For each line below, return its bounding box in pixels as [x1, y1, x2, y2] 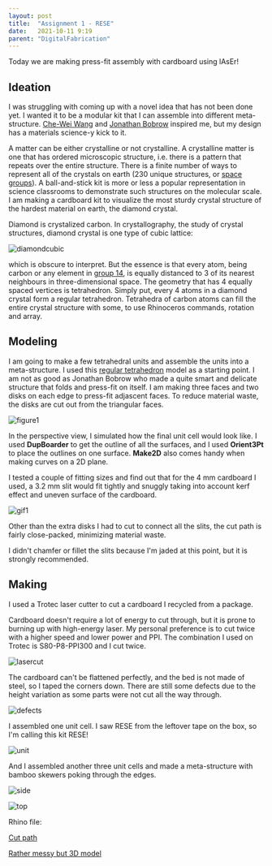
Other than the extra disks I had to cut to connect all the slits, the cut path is [8, 521, 262, 531]
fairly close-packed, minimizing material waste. [8, 529, 166, 540]
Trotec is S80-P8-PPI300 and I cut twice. [8, 640, 146, 650]
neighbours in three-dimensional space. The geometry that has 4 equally [8, 277, 253, 287]
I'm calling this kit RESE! [8, 730, 89, 739]
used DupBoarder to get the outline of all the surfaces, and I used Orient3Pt [8, 439, 264, 449]
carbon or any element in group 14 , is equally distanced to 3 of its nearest [8, 269, 255, 278]
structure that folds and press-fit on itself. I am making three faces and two [8, 382, 259, 392]
